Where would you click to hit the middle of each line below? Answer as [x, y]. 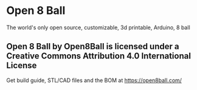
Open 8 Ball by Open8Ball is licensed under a [93, 47]
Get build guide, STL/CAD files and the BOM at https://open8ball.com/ [94, 80]
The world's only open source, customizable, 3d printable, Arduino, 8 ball [98, 27]
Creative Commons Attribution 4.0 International [99, 56]
